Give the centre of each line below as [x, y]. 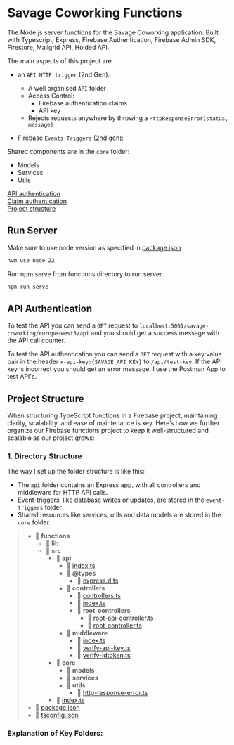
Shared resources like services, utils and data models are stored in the [119, 515]
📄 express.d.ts [98, 581]
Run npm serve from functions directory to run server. [85, 274]
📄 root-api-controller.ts [121, 618]
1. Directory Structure [45, 456]
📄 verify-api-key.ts [104, 648]
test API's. [22, 377]
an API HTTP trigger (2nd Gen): [64, 74]
